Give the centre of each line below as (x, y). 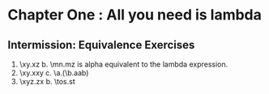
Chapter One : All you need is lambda (135, 15)
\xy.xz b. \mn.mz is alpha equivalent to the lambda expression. (124, 64)
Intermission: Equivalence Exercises (101, 45)
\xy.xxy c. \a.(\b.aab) (54, 73)
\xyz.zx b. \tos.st (47, 81)
